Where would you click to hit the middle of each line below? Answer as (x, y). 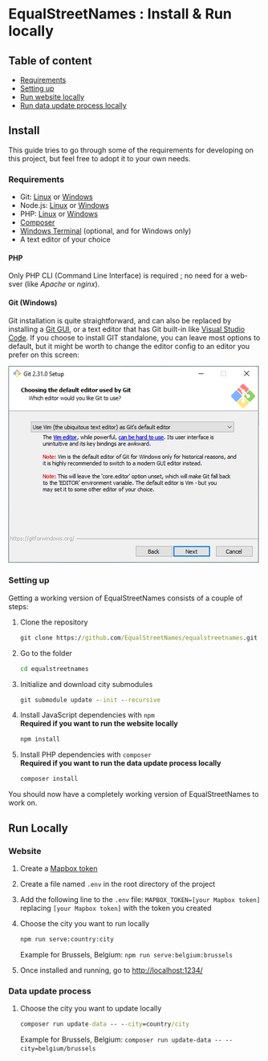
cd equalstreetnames (54, 669)
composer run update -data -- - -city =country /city (105, 1024)
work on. (23, 803)
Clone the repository (54, 622)
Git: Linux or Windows (57, 197)
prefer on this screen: (44, 355)
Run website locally (52, 97)
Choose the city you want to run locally (85, 923)
